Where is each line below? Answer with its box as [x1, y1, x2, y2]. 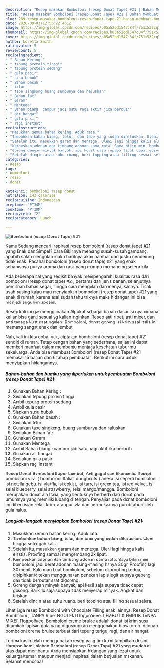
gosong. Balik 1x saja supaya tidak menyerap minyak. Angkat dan [12, 587, 144, 593]
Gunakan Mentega [12, 440, 50, 446]
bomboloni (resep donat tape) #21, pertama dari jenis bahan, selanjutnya [5, 279, 151, 284]
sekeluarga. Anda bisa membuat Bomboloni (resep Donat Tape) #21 [5, 349, 141, 355]
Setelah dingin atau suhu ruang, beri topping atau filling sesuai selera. [12, 598, 153, 603]
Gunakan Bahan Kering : [12, 388, 61, 394]
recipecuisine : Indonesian [5, 197, 60, 203]
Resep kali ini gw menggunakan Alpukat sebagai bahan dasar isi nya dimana [5, 309, 159, 314]
